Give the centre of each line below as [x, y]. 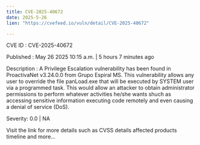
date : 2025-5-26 [27, 17]
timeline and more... [31, 137]
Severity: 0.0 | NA [28, 119]
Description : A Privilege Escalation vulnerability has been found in [89, 69]
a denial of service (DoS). [38, 107]
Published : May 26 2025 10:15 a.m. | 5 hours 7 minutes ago [80, 57]
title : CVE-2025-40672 [35, 12]
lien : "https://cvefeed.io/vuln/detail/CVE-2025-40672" [78, 23]
